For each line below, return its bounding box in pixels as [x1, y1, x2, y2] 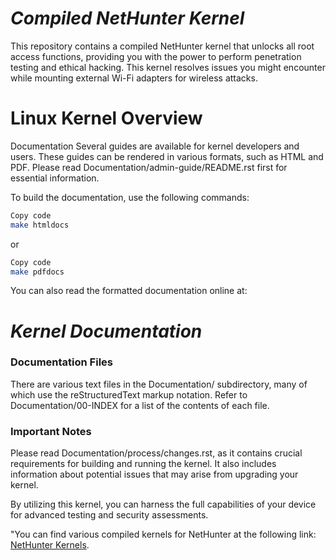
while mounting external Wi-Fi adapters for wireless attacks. [10, 72, 258, 84]
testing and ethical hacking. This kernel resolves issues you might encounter [10, 61, 326, 73]
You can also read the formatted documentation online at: [10, 285, 248, 297]
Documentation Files [10, 355, 113, 369]
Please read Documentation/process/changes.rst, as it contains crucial [10, 447, 303, 459]
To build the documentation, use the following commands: [10, 191, 250, 203]
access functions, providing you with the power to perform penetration [10, 50, 302, 62]
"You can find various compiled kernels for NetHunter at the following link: [10, 528, 317, 541]
